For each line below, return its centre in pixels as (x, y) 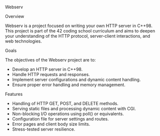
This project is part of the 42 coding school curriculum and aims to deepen (80, 31)
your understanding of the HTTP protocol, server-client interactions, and (78, 36)
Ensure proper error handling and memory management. (69, 85)
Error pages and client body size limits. (51, 124)
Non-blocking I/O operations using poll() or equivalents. (68, 114)
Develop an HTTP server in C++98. (47, 69)
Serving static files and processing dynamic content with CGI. (74, 109)
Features (14, 94)
